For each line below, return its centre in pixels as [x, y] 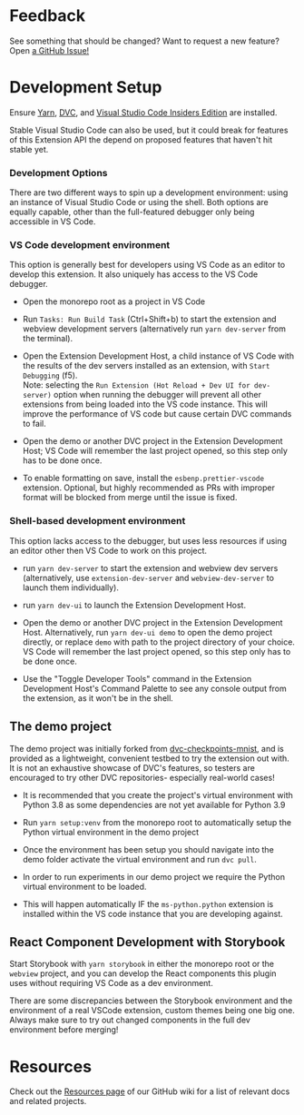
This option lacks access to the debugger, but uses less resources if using [148, 540]
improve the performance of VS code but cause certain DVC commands [157, 414]
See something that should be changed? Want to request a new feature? [144, 41]
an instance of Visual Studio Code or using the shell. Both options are [139, 202]
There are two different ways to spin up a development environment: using [149, 192]
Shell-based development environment [98, 521]
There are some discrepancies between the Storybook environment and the [151, 1001]
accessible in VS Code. [53, 222]
